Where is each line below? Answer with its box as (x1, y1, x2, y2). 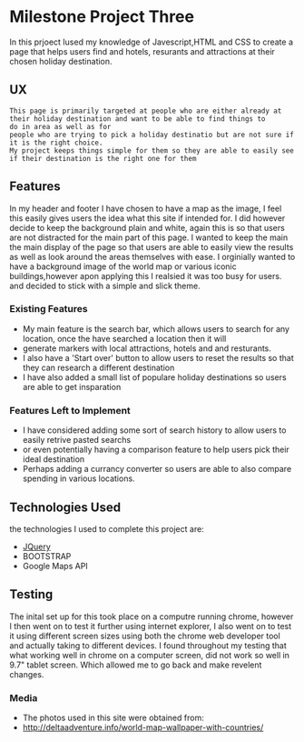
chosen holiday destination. (9, 55, 113, 66)
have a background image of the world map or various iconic (9, 261, 238, 272)
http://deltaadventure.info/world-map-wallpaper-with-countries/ (22, 722, 264, 733)
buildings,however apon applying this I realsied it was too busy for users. (9, 270, 282, 281)
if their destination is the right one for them (9, 154, 197, 163)
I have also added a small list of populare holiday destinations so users (22, 371, 288, 383)
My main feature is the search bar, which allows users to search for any (22, 323, 290, 334)
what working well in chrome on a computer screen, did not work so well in (9, 649, 290, 660)
